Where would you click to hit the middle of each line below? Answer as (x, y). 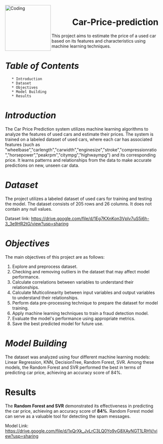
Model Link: (17, 425)
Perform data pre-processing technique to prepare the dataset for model (85, 303)
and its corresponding (134, 155)
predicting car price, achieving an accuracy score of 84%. (63, 372)
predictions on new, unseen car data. (42, 165)
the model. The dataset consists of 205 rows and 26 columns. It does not (78, 204)
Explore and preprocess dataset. (45, 266)
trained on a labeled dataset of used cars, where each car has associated (79, 139)
